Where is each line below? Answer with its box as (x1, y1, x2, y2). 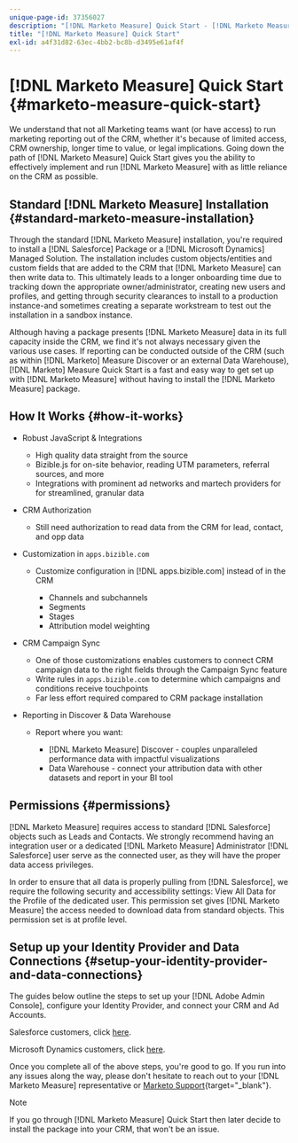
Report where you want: (35, 726, 123, 737)
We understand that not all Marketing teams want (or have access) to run (9, 124, 277, 135)
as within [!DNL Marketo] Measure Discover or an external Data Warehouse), (9, 356, 289, 365)
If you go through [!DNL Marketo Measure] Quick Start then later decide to (9, 1115, 281, 1125)
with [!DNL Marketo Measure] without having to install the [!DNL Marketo (9, 374, 276, 384)
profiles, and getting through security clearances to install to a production (9, 291, 278, 301)
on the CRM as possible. (9, 171, 98, 182)
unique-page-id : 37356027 (9, 12, 105, 22)
